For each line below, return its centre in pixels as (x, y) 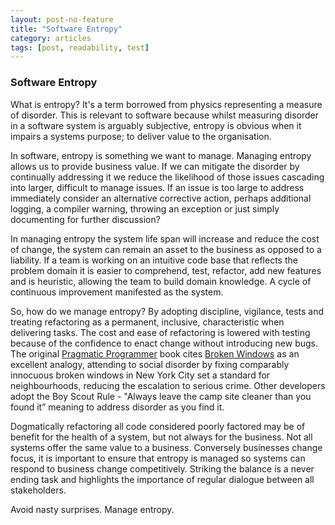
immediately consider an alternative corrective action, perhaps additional (161, 198)
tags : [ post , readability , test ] (80, 47)
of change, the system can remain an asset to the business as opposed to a (166, 249)
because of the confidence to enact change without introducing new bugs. (164, 343)
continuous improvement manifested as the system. (117, 292)
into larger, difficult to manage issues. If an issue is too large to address (157, 187)
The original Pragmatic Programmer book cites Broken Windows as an (155, 353)
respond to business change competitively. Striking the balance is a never (162, 468)
